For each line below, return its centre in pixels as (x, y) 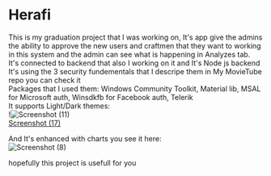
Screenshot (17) (35, 123)
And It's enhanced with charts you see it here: (85, 138)
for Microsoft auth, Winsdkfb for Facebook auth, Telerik (101, 97)
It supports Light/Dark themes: (59, 106)
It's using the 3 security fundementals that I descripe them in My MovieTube (135, 71)
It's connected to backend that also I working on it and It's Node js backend (134, 63)
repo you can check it (44, 80)
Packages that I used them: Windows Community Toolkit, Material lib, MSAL (135, 88)
